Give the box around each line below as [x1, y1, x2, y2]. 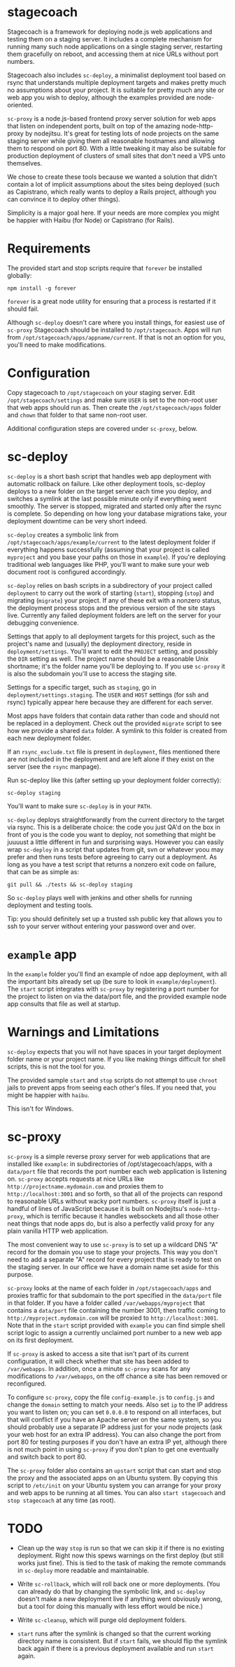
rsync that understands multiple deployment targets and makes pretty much [7, 78, 227, 86]
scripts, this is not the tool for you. [7, 1062, 106, 1071]
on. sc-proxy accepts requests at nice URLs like [7, 1174, 145, 1183]
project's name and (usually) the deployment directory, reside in [7, 639, 192, 648]
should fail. [7, 304, 39, 313]
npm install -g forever [7, 285, 77, 292]
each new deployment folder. [7, 734, 92, 742]
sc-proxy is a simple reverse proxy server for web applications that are [7, 1152, 211, 1160]
